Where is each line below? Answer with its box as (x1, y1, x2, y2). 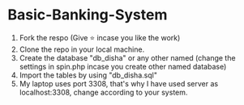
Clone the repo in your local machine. (19, 44, 145, 54)
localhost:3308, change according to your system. (19, 87, 188, 97)
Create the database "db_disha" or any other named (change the (19, 52, 236, 62)
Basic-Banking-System (7, 6, 168, 24)
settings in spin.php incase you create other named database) (19, 61, 227, 71)
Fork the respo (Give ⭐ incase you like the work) (19, 32, 181, 42)
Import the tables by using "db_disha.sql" (19, 70, 157, 80)
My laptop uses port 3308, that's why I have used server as (19, 78, 219, 88)
